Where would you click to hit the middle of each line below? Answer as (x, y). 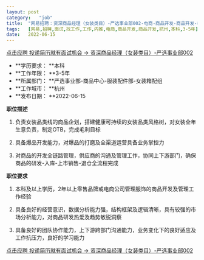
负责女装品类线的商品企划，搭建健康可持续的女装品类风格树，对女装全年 (105, 122)
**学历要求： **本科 (40, 66)
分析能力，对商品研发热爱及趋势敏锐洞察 (71, 217)
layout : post (23, 12)
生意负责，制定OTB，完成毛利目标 (58, 130)
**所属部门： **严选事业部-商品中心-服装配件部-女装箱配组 (89, 81)
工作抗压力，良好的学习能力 (50, 237)
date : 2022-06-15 (31, 35)
